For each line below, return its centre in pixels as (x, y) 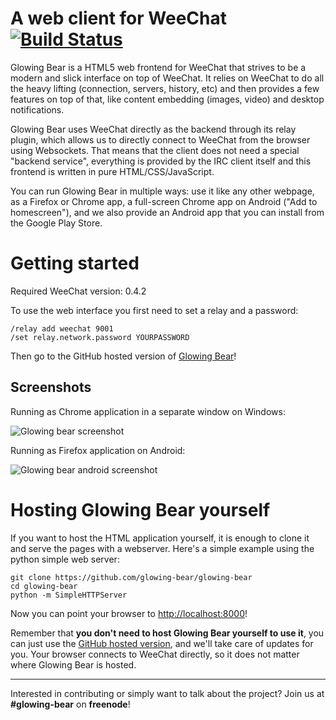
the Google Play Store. (56, 223)
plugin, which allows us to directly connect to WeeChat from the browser (160, 139)
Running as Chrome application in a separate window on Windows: (148, 411)
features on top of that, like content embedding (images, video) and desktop (167, 99)
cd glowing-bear (44, 586)
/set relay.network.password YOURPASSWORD (100, 337)
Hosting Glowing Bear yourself (140, 509)
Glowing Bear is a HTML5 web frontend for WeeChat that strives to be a (158, 67)
